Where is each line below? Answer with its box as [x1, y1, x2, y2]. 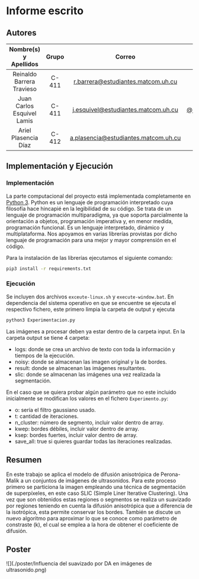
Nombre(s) [9, 46, 40, 53]
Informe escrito [6, 4, 84, 18]
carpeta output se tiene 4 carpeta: [6, 334, 90, 341]
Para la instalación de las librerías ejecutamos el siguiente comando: [6, 254, 173, 261]
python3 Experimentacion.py [6, 317, 76, 323]
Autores [6, 28, 37, 38]
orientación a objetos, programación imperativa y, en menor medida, [6, 217, 174, 224]
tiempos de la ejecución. [14, 352, 75, 359]
